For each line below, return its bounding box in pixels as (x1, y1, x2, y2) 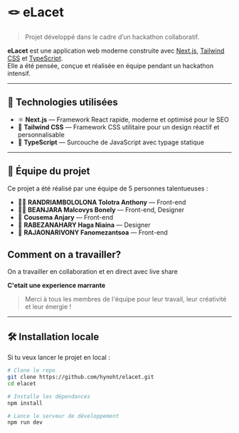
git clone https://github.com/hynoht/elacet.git (7, 373, 154, 381)
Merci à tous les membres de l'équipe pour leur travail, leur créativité (24, 295, 227, 304)
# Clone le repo (7, 367, 55, 374)
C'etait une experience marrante (7, 281, 106, 290)
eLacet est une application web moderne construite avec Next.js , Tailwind (7, 46, 225, 55)
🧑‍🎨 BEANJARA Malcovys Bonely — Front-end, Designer (17, 205, 185, 214)
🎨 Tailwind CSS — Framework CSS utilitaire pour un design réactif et (17, 122, 220, 131)
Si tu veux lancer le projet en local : (7, 353, 110, 362)
